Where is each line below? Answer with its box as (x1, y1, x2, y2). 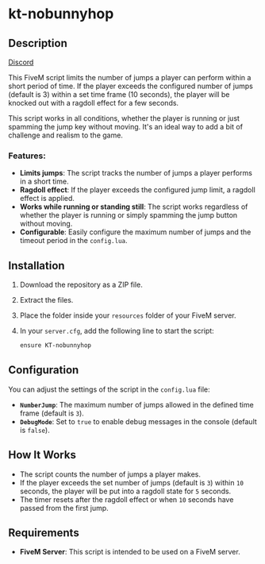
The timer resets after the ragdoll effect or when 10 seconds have (19, 494, 234, 504)
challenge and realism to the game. (8, 130, 123, 140)
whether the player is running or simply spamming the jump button (19, 211, 238, 220)
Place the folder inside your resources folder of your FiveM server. (19, 311, 236, 320)
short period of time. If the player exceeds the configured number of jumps (8, 81, 254, 91)
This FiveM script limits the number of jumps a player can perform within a (8, 73, 252, 82)
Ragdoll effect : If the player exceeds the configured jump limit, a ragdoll (19, 185, 255, 195)
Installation (8, 259, 65, 272)
